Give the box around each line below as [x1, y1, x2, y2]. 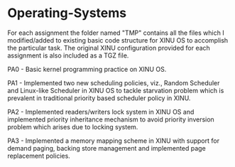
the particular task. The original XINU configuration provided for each [7, 43, 211, 52]
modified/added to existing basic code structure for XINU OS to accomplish [7, 36, 229, 44]
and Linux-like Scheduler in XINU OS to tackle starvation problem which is [7, 86, 224, 95]
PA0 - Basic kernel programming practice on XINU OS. [7, 65, 167, 73]
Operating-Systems [7, 5, 127, 21]
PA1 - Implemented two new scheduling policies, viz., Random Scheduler [7, 78, 220, 87]
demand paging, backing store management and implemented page [7, 144, 206, 152]
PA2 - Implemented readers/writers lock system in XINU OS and [7, 107, 195, 116]
